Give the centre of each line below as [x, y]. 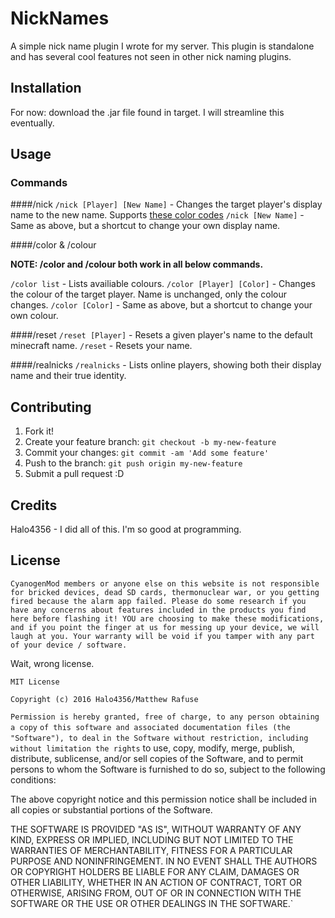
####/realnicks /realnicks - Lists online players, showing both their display [166, 365]
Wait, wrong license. [52, 663]
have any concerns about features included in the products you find [158, 610]
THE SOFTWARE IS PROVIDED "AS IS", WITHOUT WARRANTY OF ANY [156, 829]
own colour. [34, 316]
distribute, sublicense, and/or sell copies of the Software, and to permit [157, 758]
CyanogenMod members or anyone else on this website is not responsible [165, 583]
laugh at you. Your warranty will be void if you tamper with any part [162, 636]
